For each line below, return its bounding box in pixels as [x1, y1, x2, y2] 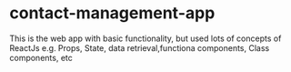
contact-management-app [9, 3, 216, 24]
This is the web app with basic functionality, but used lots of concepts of [9, 33, 282, 44]
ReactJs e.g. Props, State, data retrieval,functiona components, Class [9, 42, 270, 53]
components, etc [9, 52, 73, 63]
